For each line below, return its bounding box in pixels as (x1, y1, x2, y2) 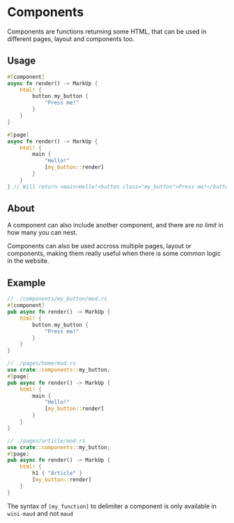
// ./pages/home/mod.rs (7, 360, 77, 367)
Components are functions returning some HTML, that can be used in (7, 27, 207, 36)
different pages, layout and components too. (7, 34, 135, 43)
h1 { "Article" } (32, 470, 82, 477)
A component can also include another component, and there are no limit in (7, 221, 224, 229)
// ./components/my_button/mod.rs (7, 296, 108, 303)
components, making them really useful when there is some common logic (7, 249, 221, 258)
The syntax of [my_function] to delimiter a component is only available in (7, 501, 217, 510)
